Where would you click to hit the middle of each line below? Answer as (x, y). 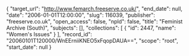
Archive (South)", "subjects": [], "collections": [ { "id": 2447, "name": (91, 28)
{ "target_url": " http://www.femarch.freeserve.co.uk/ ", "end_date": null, (94, 9)
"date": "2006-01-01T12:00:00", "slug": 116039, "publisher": (81, 15)
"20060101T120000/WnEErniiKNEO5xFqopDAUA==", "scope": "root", (92, 41)
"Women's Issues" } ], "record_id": (49, 34)
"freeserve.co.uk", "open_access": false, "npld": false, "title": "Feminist (94, 21)
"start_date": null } (29, 47)
